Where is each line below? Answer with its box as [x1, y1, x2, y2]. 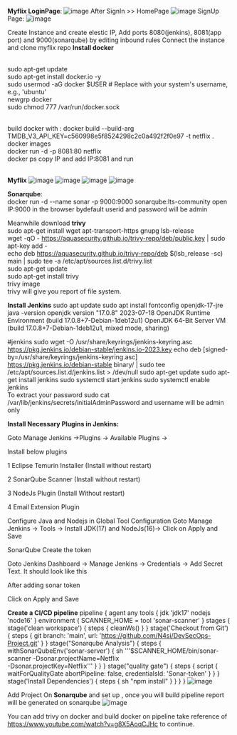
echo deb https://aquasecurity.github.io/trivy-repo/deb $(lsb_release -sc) [7, 249, 223, 257]
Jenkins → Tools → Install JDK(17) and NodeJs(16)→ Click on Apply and [7, 524, 218, 532]
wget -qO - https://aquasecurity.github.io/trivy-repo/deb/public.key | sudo [7, 234, 226, 242]
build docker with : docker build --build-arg [7, 124, 135, 132]
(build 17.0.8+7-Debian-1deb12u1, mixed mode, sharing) [7, 324, 169, 332]
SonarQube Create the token [7, 546, 92, 554]
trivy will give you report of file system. [7, 287, 122, 296]
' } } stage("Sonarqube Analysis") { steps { [37, 639, 162, 647]
